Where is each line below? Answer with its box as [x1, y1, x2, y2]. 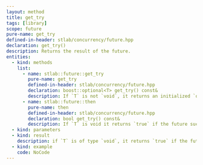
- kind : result [11, 132, 50, 139]
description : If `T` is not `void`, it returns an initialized [28, 93, 190, 99]
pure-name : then [28, 104, 69, 111]
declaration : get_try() [6, 43, 66, 49]
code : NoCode [17, 149, 50, 155]
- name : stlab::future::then [22, 99, 96, 105]
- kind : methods [11, 59, 53, 65]
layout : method [6, 8, 45, 15]
